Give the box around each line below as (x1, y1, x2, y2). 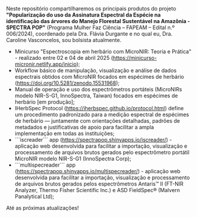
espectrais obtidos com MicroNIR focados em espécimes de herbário (14, 74, 185, 80)
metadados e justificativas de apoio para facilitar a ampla (14, 124, 154, 130)
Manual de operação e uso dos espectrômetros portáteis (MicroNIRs (14, 86, 182, 92)
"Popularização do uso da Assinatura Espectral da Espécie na (6, 11, 161, 18)
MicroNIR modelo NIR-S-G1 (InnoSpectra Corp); (14, 155, 131, 162)
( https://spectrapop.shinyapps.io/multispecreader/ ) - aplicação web (14, 168, 180, 174)
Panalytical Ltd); (14, 193, 54, 200)
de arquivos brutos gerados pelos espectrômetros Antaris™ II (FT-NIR (14, 180, 184, 187)
